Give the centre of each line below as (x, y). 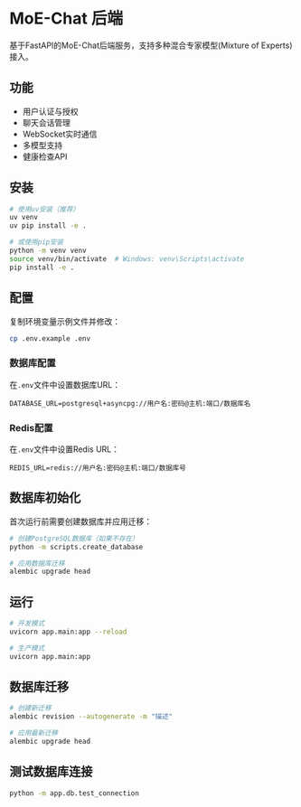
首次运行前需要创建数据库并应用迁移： (80, 521)
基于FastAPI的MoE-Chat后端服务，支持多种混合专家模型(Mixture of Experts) (151, 45)
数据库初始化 (45, 498)
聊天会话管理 (46, 122)
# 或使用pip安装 (37, 242)
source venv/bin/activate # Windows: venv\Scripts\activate (127, 258)
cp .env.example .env (50, 338)
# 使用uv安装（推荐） (44, 209)
